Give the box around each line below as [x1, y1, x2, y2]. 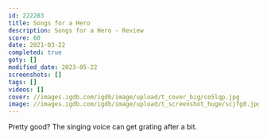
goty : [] [8, 56, 37, 64]
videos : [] [8, 85, 44, 94]
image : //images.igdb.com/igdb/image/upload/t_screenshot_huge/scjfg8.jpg [8, 100, 261, 108]
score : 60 [8, 33, 41, 42]
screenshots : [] [8, 71, 62, 79]
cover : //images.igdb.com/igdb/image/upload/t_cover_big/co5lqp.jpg [8, 93, 240, 101]
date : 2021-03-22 [8, 41, 66, 49]
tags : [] [8, 78, 37, 86]
